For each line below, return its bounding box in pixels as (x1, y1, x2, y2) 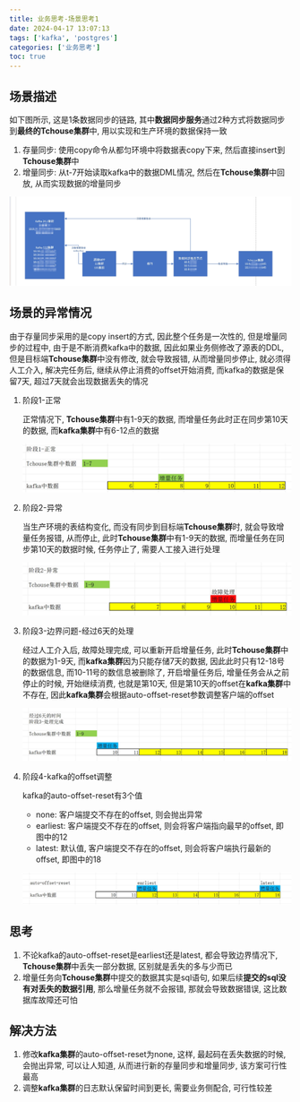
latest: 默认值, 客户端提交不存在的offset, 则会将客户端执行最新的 (35, 843, 271, 854)
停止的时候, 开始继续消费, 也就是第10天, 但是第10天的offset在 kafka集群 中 (21, 677, 291, 689)
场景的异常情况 (9, 306, 92, 321)
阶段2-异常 (21, 502, 63, 512)
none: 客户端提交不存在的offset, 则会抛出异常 (35, 809, 203, 820)
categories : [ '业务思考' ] (9, 43, 101, 52)
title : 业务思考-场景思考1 (9, 14, 99, 23)
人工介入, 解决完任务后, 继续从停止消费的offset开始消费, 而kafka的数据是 (9, 364, 277, 375)
